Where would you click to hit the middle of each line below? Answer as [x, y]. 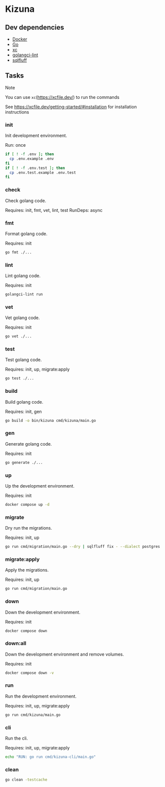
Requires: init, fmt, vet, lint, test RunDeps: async [54, 210]
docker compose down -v [30, 673]
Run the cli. [17, 738]
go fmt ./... [19, 252]
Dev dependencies [35, 27]
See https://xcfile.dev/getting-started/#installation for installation [71, 107]
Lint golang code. [23, 276]
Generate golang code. [28, 444]
